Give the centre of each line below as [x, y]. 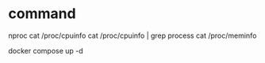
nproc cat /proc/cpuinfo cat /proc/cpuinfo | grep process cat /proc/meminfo [132, 35]
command [42, 14]
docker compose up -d [46, 50]
